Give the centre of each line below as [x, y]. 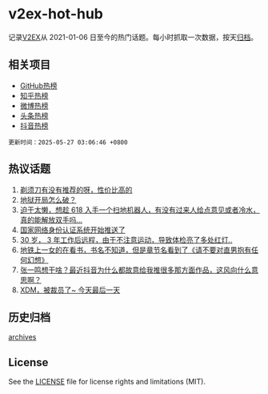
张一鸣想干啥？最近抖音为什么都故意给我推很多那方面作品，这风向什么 [136, 270]
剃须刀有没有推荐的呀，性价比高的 [76, 190]
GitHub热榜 [38, 86]
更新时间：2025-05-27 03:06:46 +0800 [68, 142]
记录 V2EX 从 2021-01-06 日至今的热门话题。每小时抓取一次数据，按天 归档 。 [133, 37]
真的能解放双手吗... [51, 219]
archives [22, 337]
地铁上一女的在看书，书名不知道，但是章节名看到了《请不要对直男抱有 [136, 250]
